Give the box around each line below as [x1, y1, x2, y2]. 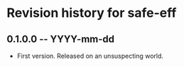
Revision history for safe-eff [6, 5, 177, 21]
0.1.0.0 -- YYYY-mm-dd [6, 33, 115, 45]
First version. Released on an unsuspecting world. [16, 51, 164, 60]
